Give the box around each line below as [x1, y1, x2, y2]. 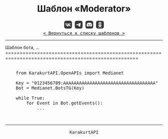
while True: [15, 95, 45, 101]
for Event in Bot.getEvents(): [26, 100, 103, 106]
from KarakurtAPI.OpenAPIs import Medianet [15, 70, 124, 76]
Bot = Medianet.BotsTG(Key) [15, 85, 84, 91]
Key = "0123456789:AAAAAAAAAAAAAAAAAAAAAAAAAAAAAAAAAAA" [15, 80, 158, 86]
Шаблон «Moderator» [37, 3, 131, 15]
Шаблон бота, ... [5, 44, 40, 50]
